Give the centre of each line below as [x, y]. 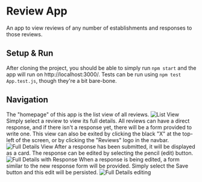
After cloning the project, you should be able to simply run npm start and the [101, 68]
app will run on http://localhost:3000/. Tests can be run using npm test [94, 74]
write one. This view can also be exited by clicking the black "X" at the [94, 134]
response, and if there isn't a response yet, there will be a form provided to [99, 127]
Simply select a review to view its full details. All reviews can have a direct [98, 121]
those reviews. [24, 34]
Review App [37, 11]
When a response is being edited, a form [129, 159]
